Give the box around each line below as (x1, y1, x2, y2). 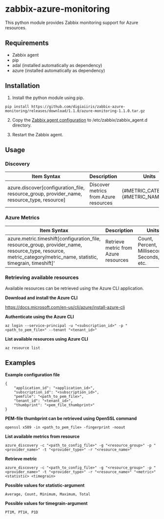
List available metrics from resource (5, 433, 80, 439)
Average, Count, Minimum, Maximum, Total (5, 492, 91, 497)
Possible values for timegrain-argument (5, 500, 88, 506)
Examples (5, 359, 36, 367)
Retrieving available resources (5, 274, 79, 281)
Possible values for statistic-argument (5, 482, 85, 488)
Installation (5, 82, 40, 90)
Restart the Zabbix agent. (12, 131, 63, 137)
